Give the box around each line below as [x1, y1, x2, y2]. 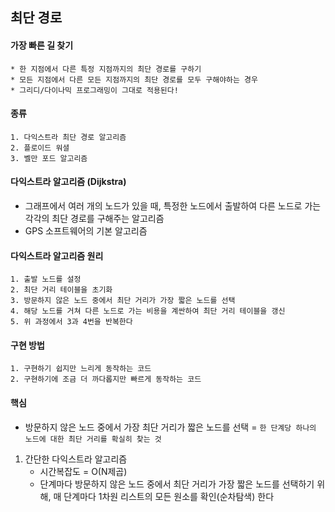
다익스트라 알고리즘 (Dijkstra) [10, 176, 127, 188]
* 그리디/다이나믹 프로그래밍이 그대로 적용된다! [10, 85, 179, 95]
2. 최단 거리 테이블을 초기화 [10, 285, 113, 295]
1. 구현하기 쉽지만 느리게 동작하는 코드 [10, 364, 152, 374]
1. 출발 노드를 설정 [10, 274, 82, 285]
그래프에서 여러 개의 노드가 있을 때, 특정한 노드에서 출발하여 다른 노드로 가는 [24, 200, 322, 212]
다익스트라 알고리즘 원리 [10, 249, 104, 262]
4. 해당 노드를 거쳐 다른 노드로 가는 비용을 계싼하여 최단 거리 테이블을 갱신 [10, 306, 286, 317]
